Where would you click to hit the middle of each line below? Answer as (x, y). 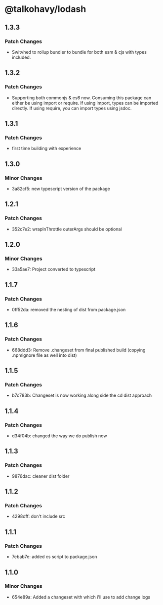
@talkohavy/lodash (45, 9)
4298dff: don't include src (38, 516)
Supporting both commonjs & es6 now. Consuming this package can (81, 98)
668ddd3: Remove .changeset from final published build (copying (79, 350)
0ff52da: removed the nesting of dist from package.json (69, 310)
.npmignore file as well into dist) (44, 355)
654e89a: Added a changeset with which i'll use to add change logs (81, 597)
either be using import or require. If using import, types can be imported (85, 103)
